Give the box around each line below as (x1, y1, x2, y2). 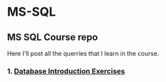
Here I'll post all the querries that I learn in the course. (7, 49, 159, 57)
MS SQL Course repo (7, 31, 98, 43)
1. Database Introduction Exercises (7, 66, 126, 76)
